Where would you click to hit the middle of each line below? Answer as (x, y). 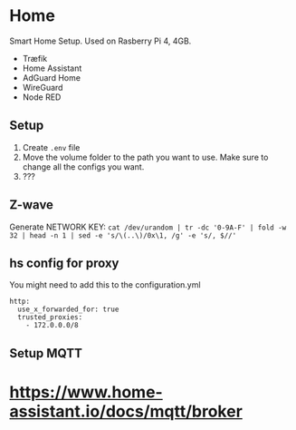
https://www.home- (86, 392)
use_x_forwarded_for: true (68, 309)
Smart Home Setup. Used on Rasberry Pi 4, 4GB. (100, 41)
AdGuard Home (52, 77)
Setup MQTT (46, 353)
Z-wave (32, 205)
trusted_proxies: (50, 318)
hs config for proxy (64, 263)
